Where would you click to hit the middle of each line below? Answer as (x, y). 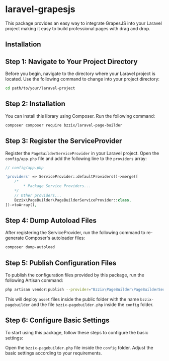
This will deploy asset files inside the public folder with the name (72, 299)
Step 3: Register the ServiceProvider (64, 141)
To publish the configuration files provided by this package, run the (75, 275)
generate (15, 238)
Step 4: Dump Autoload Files (51, 220)
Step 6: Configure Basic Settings (57, 320)
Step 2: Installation (35, 104)
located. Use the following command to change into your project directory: (82, 79)
